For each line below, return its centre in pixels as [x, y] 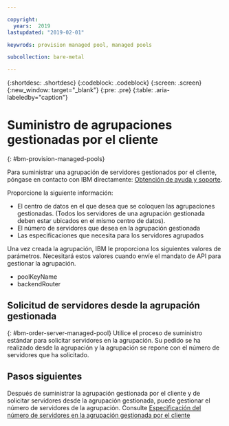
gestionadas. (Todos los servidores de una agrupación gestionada [111, 213]
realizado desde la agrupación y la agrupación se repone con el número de [113, 348]
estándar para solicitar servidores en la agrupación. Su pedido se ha [104, 340]
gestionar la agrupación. [42, 264]
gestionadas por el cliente [83, 140]
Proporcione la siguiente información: [60, 193]
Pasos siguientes [45, 377]
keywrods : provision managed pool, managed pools [80, 45]
